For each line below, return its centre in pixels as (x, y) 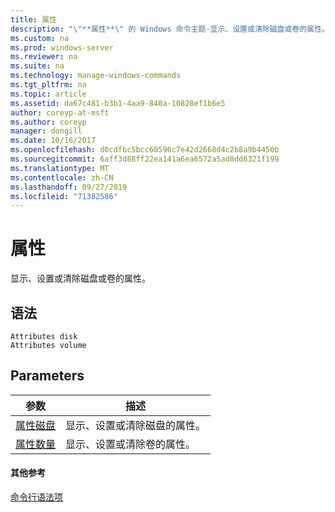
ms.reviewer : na (44, 57)
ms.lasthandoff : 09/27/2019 (69, 187)
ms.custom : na (40, 38)
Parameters (47, 376)
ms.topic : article (48, 94)
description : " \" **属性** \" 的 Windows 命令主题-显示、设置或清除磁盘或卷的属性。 (170, 29)
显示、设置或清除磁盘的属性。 (136, 425)
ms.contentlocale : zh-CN (62, 177)
